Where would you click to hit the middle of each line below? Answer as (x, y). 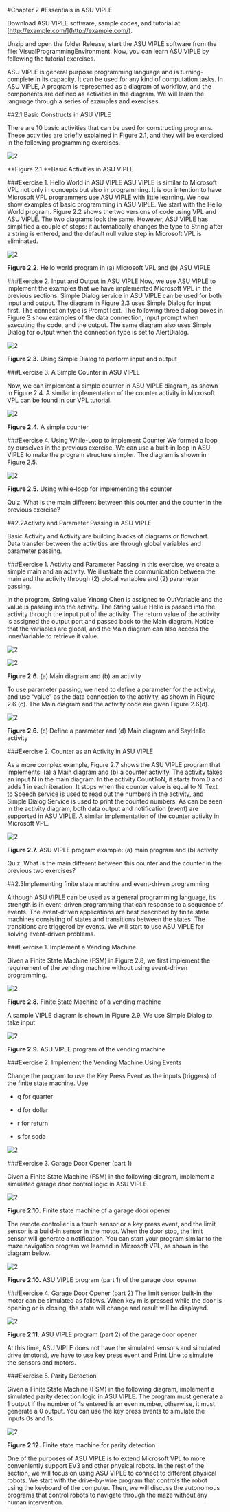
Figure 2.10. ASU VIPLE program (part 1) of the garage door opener (102, 1280)
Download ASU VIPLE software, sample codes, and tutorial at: (94, 23)
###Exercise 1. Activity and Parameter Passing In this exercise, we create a (113, 564)
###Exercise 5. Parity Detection (52, 1376)
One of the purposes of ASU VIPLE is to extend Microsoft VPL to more (106, 1458)
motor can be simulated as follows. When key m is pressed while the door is (114, 1300)
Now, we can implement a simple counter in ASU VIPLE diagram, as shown (113, 386)
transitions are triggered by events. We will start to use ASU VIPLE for (105, 926)
